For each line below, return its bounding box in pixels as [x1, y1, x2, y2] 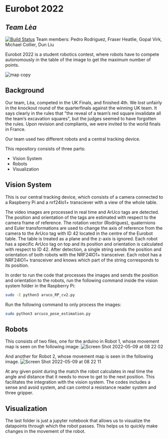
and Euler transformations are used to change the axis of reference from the [5, 225, 163, 231]
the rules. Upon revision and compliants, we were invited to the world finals [5, 121, 161, 127]
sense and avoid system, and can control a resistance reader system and [5, 384, 156, 390]
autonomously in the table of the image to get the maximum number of [5, 57, 151, 63]
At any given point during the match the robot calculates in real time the [5, 368, 153, 374]
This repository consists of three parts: [5, 145, 86, 152]
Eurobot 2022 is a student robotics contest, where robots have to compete [5, 51, 159, 57]
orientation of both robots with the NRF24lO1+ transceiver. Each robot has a [5, 251, 162, 257]
